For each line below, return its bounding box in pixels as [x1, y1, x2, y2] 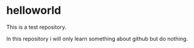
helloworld [6, 4, 61, 17]
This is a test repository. [6, 23, 67, 31]
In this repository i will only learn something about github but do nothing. [6, 35, 189, 42]
